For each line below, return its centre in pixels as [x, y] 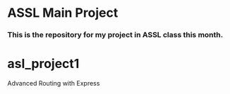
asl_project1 [43, 64]
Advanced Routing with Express [54, 83]
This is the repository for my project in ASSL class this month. [115, 35]
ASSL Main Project [63, 13]
